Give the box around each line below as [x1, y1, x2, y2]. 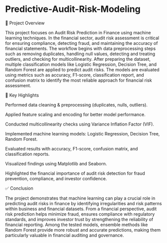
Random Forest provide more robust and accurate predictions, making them [5, 227, 161, 233]
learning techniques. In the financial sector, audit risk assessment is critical [5, 35, 160, 41]
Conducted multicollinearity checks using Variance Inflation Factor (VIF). [5, 121, 155, 127]
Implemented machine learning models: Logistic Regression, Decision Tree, [5, 130, 160, 136]
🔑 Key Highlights [5, 92, 39, 98]
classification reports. [5, 151, 50, 157]
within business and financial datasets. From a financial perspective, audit [5, 206, 157, 212]
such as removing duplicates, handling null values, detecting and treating [5, 51, 156, 57]
